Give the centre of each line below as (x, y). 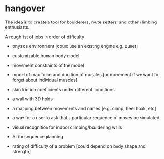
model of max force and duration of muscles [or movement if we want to (85, 74)
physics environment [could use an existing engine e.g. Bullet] (75, 46)
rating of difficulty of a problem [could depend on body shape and (79, 146)
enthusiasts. (17, 27)
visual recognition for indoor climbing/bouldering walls (67, 127)
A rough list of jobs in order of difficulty (45, 37)
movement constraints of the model (48, 65)
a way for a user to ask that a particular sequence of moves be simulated (86, 117)
